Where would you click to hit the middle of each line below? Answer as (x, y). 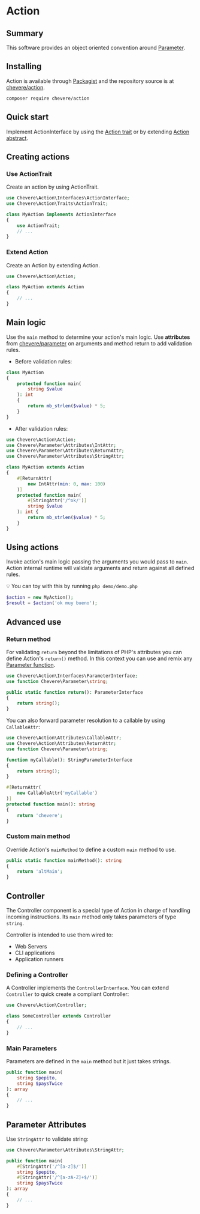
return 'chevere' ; (40, 815)
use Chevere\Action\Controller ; (46, 1005)
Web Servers (31, 947)
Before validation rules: (43, 361)
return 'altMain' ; (40, 872)
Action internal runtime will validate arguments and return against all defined (100, 568)
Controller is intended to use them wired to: (60, 935)
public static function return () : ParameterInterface (75, 692)
